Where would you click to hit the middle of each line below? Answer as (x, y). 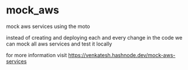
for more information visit (37, 55)
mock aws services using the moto (48, 26)
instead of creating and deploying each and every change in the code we (94, 37)
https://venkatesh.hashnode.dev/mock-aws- (122, 55)
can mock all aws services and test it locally (59, 44)
